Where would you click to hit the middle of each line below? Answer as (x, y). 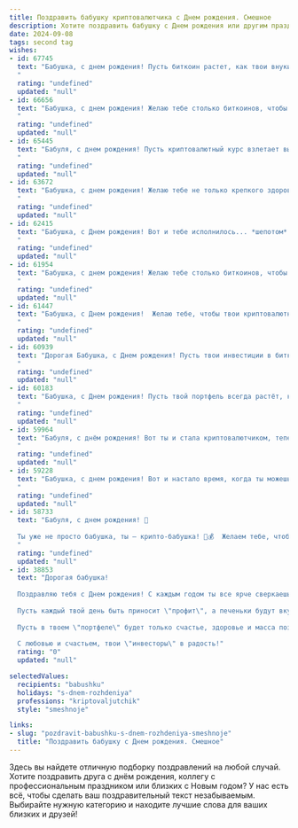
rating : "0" (39, 652)
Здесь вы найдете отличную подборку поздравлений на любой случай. (145, 767)
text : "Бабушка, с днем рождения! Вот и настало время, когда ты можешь (154, 479)
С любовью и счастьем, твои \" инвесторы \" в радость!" (121, 644)
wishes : (24, 51)
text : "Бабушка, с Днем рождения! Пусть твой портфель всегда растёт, (150, 397)
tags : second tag (41, 42)
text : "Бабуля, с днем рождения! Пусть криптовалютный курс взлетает (148, 149)
